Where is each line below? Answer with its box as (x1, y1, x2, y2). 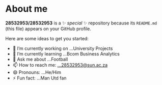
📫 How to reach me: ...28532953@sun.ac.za (12, 62, 108, 68)
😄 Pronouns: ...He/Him (12, 69, 62, 75)
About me (5, 3, 48, 15)
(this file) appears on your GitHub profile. (5, 25, 92, 32)
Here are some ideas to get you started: (5, 35, 89, 41)
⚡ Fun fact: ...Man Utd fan (12, 75, 67, 81)
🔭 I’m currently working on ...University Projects (12, 45, 113, 51)
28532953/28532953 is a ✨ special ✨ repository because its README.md (5, 20, 157, 26)
